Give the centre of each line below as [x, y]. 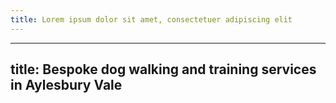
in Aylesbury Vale [66, 85]
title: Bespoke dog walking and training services [163, 69]
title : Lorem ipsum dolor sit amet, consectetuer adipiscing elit [151, 19]
